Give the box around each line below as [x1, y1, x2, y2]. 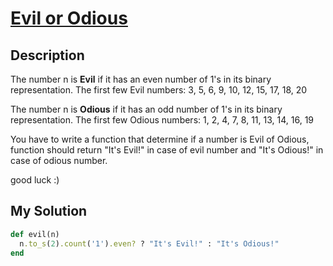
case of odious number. [10, 155, 108, 166]
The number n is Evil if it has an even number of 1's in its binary [10, 73, 272, 85]
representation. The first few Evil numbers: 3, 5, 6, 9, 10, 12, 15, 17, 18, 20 [10, 84, 308, 96]
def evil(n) [10, 229, 60, 239]
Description [10, 47, 85, 64]
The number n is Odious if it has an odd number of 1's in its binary [10, 103, 283, 115]
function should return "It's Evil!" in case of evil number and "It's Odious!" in [10, 144, 324, 156]
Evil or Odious [10, 7, 128, 30]
